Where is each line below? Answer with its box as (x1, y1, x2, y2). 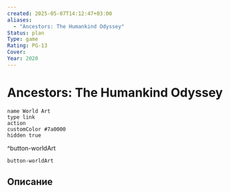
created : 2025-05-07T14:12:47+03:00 (7, 10, 112, 17)
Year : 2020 (7, 55, 39, 62)
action (7, 119, 26, 126)
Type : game (7, 36, 39, 43)
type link (7, 113, 36, 121)
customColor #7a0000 (7, 126, 67, 133)
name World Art (7, 108, 51, 115)
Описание (7, 176, 53, 188)
